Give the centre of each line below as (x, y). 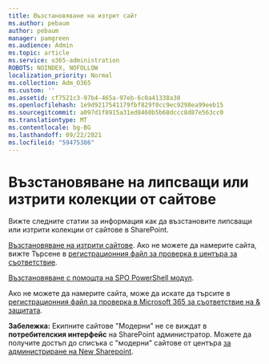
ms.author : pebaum (39, 23)
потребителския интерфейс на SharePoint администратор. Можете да (130, 334)
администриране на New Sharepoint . (71, 352)
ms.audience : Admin (41, 46)
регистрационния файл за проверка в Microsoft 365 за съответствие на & (134, 302)
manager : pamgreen (39, 38)
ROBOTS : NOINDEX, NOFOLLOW (53, 68)
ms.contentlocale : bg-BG (50, 127)
